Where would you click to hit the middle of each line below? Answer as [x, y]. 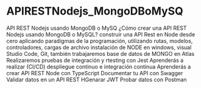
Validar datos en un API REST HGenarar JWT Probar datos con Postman [97, 80]
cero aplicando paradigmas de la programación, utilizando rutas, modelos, [100, 41]
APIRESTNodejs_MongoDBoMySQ [95, 11]
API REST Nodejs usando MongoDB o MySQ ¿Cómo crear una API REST [97, 28]
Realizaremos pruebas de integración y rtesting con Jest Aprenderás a [95, 60]
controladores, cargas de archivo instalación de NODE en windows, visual [99, 47]
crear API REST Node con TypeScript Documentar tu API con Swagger [95, 73]
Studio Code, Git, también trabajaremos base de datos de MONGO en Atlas [100, 53]
